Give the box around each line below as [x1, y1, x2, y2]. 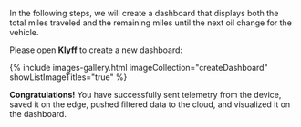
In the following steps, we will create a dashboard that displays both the [9, 8, 279, 18]
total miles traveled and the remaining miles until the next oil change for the [9, 17, 292, 28]
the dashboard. [9, 109, 67, 119]
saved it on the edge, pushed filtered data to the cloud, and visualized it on [9, 99, 291, 110]
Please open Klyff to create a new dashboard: [9, 44, 183, 55]
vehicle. [9, 27, 39, 37]
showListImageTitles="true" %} [9, 72, 128, 83]
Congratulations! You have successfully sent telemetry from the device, [9, 90, 282, 100]
